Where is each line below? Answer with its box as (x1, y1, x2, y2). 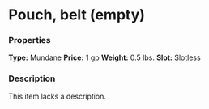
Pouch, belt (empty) (8, 6, 146, 24)
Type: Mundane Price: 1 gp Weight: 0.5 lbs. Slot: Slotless (8, 52, 201, 62)
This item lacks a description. (8, 91, 107, 101)
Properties (8, 35, 51, 46)
